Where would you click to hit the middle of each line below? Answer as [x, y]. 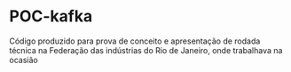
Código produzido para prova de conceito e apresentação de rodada [135, 41]
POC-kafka [51, 16]
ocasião [24, 60]
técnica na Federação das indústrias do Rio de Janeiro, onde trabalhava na [146, 50]
